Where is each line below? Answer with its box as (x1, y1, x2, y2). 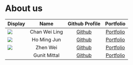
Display (7, 20, 25, 27)
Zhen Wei (35, 44, 57, 51)
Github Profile (67, 20, 101, 27)
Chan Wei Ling (30, 28, 63, 35)
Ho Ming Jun (32, 36, 62, 43)
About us (5, 3, 43, 14)
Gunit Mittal (33, 52, 60, 58)
